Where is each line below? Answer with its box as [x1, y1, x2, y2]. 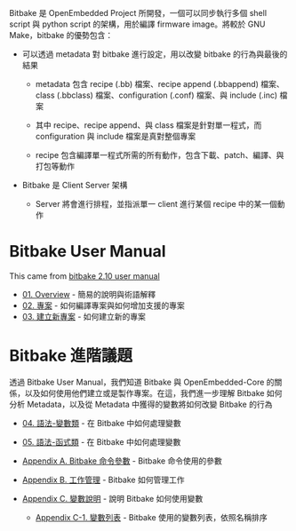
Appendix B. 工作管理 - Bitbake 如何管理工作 [21, 474, 185, 485]
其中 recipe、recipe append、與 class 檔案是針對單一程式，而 [35, 120, 262, 131]
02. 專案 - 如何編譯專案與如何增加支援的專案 [21, 300, 185, 311]
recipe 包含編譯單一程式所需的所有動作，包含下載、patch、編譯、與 [35, 150, 284, 160]
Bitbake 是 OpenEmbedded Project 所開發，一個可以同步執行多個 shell [9, 8, 268, 18]
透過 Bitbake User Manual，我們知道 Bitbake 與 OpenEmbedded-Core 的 [9, 376, 275, 387]
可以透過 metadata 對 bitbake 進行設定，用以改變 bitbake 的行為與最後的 [21, 49, 288, 59]
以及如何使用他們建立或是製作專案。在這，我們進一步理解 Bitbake [24, 387, 265, 398]
